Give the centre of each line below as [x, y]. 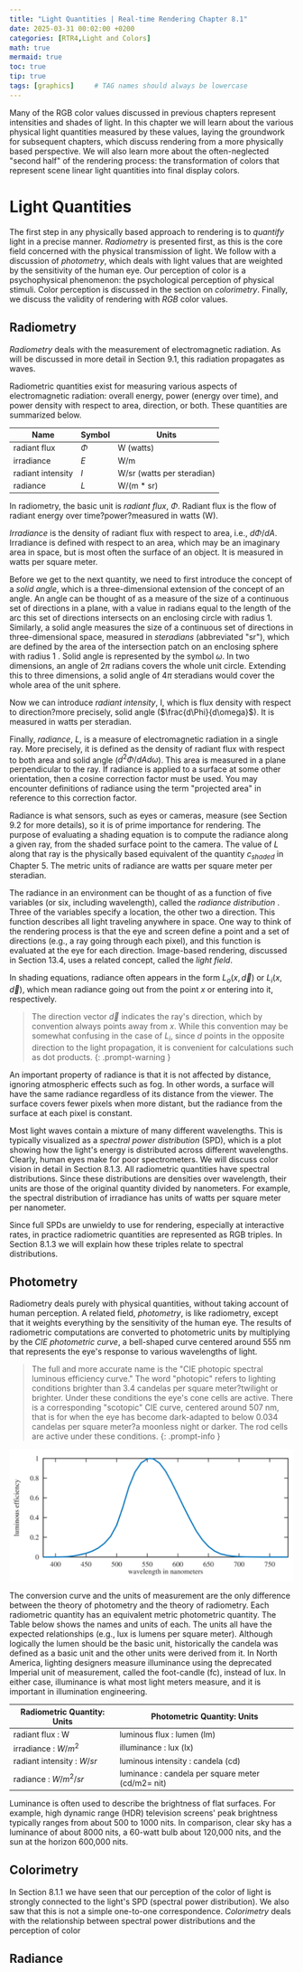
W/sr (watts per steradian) [166, 473]
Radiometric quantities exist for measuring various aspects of [123, 386]
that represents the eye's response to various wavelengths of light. [133, 1352]
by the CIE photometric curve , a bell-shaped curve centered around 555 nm [150, 1342]
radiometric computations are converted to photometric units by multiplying [150, 1332]
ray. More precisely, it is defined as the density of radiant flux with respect [147, 748]
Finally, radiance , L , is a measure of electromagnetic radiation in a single [144, 739]
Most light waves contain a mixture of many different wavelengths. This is [146, 1131]
